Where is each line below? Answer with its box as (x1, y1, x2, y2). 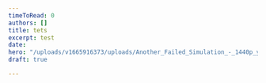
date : (8, 41, 26, 49)
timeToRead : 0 (8, 11, 55, 20)
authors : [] (8, 19, 47, 27)
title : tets (8, 26, 47, 34)
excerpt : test (8, 33, 55, 42)
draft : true (8, 56, 47, 64)
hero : (8, 48, 26, 56)
